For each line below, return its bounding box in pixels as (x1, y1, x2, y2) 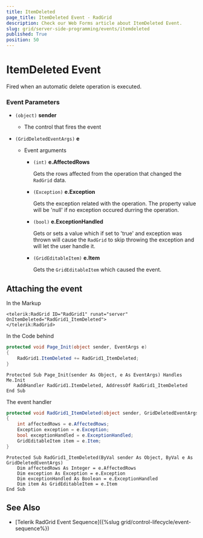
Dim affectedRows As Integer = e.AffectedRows (17, 465, 137, 471)
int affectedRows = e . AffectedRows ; (17, 421, 110, 428)
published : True (6, 31, 47, 37)
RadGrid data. (33, 176, 66, 184)
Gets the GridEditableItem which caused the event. (33, 266, 162, 274)
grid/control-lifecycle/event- (120, 519, 192, 526)
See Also (6, 502, 40, 513)
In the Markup (6, 299, 41, 307)
